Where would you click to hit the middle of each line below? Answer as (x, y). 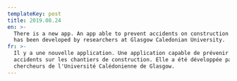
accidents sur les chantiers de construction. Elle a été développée (118, 60)
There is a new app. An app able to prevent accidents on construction (121, 33)
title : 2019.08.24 (34, 20)
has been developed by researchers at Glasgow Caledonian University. (120, 40)
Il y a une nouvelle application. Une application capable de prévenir (121, 54)
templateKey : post (34, 14)
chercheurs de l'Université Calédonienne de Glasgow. (94, 66)
